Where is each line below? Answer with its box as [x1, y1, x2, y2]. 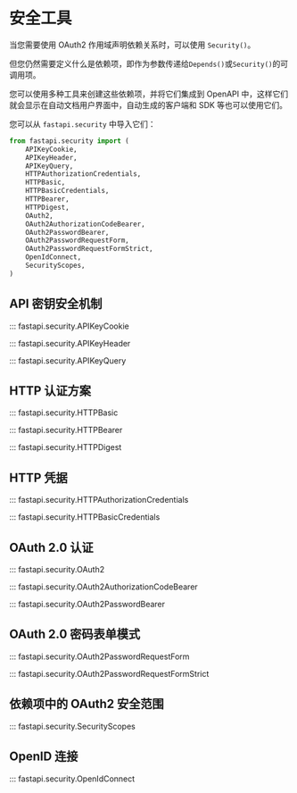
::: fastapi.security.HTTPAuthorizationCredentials [9, 495, 189, 505]
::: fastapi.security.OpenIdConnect [9, 773, 136, 784]
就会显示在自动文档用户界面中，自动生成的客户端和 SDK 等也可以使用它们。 [9, 99, 288, 110]
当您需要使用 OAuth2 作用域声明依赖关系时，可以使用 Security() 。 [9, 39, 256, 50]
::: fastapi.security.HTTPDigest [9, 442, 122, 453]
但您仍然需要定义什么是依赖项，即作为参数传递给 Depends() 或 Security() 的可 [9, 58, 289, 69]
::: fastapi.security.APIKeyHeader [9, 338, 131, 348]
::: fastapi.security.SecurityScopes [9, 721, 136, 731]
